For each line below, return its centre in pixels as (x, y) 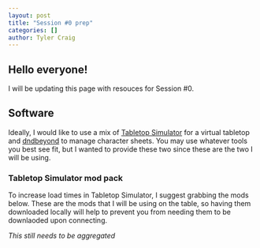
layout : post (30, 15)
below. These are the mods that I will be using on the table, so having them (130, 204)
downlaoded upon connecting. (58, 220)
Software (31, 113)
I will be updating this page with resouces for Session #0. (101, 88)
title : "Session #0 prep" (50, 23)
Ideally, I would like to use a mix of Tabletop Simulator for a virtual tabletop (129, 132)
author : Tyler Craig (42, 38)
